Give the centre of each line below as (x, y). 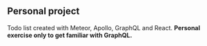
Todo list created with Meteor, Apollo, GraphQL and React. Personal (104, 27)
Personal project (43, 11)
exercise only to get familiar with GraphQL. (70, 35)
